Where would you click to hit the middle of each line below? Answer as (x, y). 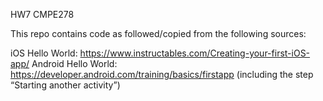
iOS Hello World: (44, 53)
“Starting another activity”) (65, 85)
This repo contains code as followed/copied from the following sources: (158, 33)
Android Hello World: (74, 63)
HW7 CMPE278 (42, 14)
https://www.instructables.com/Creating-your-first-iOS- (195, 53)
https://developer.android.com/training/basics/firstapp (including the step (162, 74)
